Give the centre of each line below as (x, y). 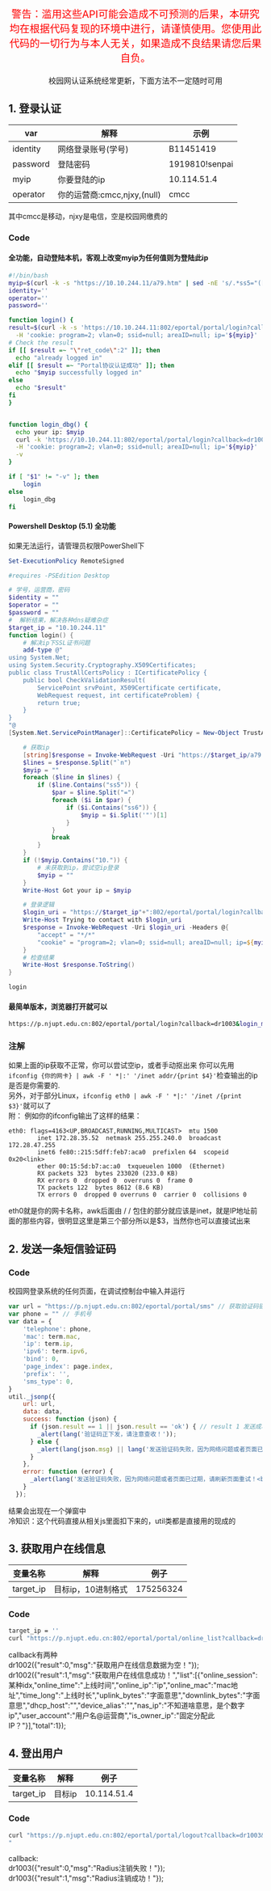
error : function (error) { (68, 1472)
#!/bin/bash (28, 275)
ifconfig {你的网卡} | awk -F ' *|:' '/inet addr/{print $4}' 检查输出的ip (133, 1075)
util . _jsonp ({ (32, 1397)
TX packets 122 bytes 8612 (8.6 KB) (100, 1188)
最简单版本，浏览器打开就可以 (58, 1007)
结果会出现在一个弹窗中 (47, 1510)
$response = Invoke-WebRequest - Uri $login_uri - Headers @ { (126, 928)
